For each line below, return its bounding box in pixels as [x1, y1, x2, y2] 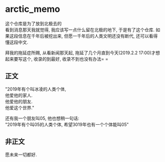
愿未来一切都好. [5, 152, 37, 158]
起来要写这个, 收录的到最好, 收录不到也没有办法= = [5, 56, 109, 62]
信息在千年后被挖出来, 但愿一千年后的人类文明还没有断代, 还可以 [18, 33, 149, 39]
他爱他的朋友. [5, 98, 33, 104]
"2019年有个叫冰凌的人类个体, [5, 86, 66, 92]
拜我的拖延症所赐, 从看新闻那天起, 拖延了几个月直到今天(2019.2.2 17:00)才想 [5, 50, 160, 56]
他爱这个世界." [5, 104, 35, 110]
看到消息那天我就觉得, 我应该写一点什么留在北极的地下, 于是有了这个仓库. [5, 26, 155, 33]
